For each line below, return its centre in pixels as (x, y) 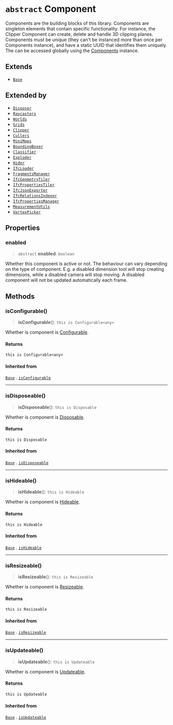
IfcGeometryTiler (31, 179)
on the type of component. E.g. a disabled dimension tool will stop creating (85, 269)
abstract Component (51, 9)
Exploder (22, 158)
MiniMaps (22, 141)
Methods (20, 296)
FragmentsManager (31, 174)
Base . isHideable (24, 547)
